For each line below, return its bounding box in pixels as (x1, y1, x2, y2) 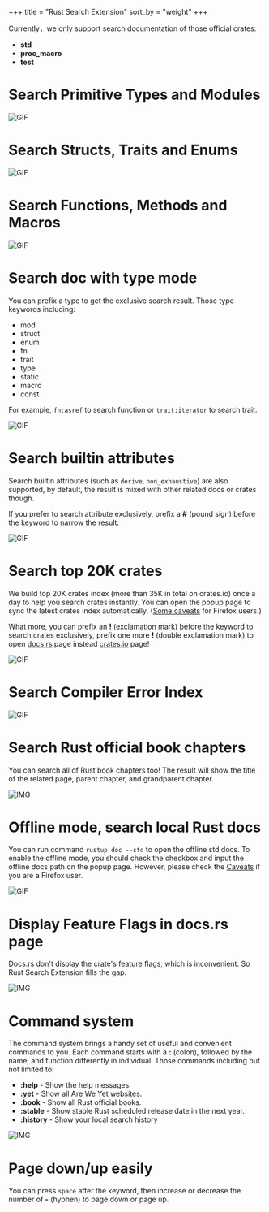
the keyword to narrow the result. (8, 517, 120, 527)
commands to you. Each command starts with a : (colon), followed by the (8, 1047, 253, 1057)
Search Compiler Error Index (8, 682, 203, 701)
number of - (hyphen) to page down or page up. (8, 1194, 169, 1205)
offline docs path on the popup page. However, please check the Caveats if (8, 862, 261, 872)
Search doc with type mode (8, 269, 198, 287)
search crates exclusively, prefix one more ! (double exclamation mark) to (8, 630, 254, 640)
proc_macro (19, 49, 62, 58)
